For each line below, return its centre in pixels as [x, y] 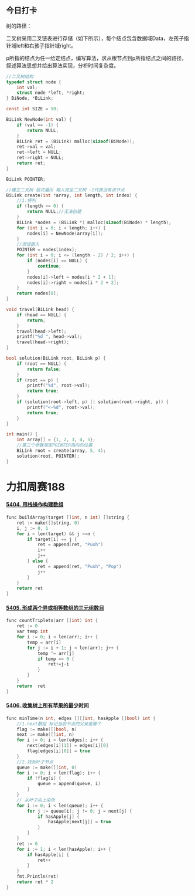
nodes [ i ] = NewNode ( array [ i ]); [65, 234]
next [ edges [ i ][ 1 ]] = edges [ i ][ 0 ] [68, 746]
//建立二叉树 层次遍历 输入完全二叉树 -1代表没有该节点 [65, 190]
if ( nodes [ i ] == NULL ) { [57, 261]
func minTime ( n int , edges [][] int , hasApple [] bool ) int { [81, 718]
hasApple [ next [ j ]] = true [79, 822]
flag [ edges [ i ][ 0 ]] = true [59, 751]
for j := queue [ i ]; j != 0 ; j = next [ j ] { [80, 811]
